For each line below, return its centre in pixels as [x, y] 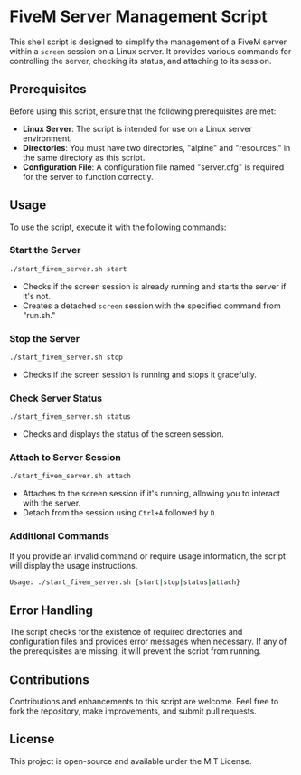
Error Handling [51, 610]
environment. [47, 138]
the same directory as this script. [84, 157]
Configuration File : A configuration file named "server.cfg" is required [153, 167]
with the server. [52, 503]
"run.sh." [39, 315]
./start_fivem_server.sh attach [70, 477]
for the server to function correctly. [88, 176]
